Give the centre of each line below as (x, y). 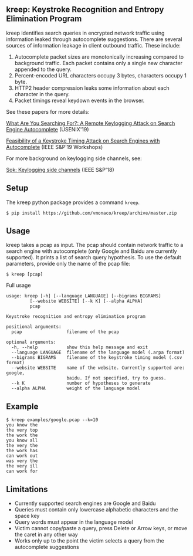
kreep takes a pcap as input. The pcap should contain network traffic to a (95, 245)
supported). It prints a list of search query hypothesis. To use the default (94, 257)
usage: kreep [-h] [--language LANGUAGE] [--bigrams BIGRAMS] (84, 296)
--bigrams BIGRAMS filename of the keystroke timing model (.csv (97, 358)
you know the (22, 425)
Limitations (27, 489)
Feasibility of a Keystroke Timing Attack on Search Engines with (83, 141)
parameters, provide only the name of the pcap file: (68, 264)
